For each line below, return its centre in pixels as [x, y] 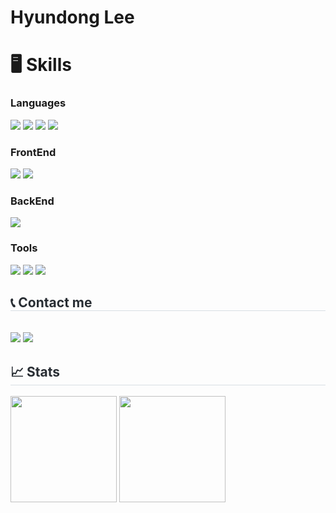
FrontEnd [33, 152]
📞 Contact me [51, 302]
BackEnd [32, 201]
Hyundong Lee [72, 17]
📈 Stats [35, 371]
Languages [38, 103]
